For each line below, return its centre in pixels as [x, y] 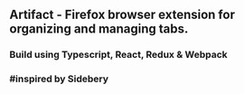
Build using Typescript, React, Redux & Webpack [118, 55]
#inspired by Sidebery [59, 79]
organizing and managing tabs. [99, 29]
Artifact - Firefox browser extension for [122, 15]
